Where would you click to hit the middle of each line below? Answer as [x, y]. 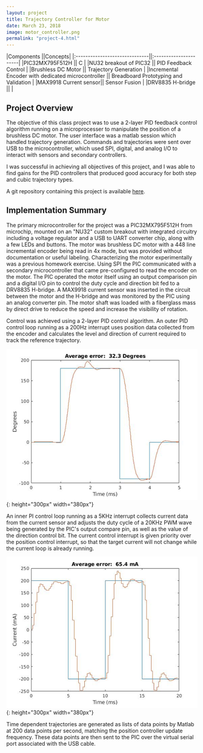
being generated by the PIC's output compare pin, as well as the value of [97, 529]
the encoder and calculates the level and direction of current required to [96, 334]
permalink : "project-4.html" [43, 39]
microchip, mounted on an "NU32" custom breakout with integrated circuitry [102, 232]
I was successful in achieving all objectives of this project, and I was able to [101, 167]
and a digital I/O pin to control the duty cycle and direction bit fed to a [93, 283]
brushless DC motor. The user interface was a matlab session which [91, 135]
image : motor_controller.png [43, 32]
